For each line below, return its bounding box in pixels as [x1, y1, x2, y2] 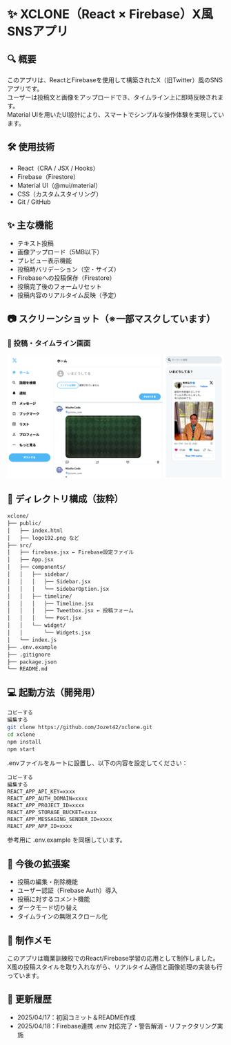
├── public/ [7, 520, 41, 527]
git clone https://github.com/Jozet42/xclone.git [7, 724, 153, 731]
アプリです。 [7, 84, 43, 93]
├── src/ [7, 542, 32, 549]
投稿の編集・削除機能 [17, 878, 78, 886]
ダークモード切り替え [17, 903, 78, 912]
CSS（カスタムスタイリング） [17, 189, 102, 198]
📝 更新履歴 [7, 993, 52, 1006]
